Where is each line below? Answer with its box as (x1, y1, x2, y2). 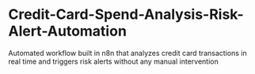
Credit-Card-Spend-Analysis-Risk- (8, 6, 244, 24)
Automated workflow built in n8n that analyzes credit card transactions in (8, 48, 247, 57)
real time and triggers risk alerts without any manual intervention (8, 57, 219, 66)
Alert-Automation (8, 22, 127, 40)
